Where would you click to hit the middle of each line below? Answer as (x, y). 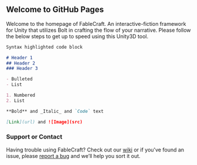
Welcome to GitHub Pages (55, 10)
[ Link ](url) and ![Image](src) (44, 122)
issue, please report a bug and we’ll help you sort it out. (74, 156)
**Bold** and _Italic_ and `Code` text (55, 111)
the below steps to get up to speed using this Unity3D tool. (77, 36)
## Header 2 (21, 63)
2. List (16, 100)
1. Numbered (21, 95)
